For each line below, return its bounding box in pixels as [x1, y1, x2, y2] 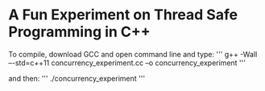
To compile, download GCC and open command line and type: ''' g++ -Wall [8, 49, 258, 59]
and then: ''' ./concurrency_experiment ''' [8, 73, 146, 83]
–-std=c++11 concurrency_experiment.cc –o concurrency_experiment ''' [8, 58, 246, 68]
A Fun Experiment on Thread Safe [8, 6, 238, 24]
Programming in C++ [8, 23, 151, 41]
